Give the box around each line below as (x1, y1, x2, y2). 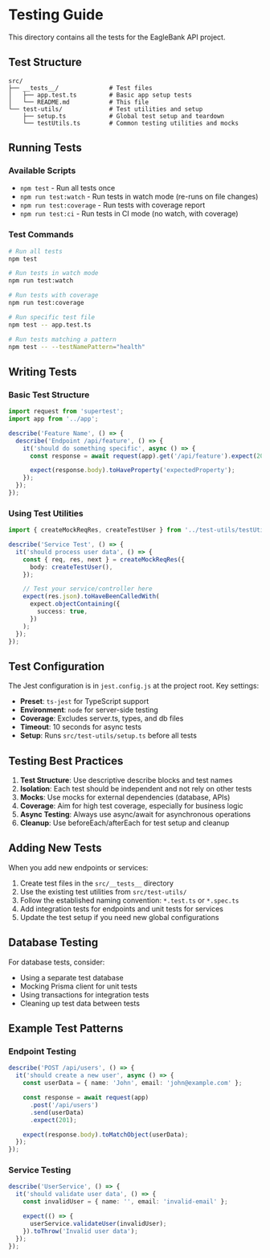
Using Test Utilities (8, 508, 84, 519)
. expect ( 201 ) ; (29, 1116, 78, 1124)
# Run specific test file (8, 313, 95, 321)
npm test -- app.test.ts (8, 320, 92, 329)
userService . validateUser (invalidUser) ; (29, 1219, 167, 1227)
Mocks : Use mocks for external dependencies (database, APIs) (19, 792, 231, 802)
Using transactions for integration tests (19, 989, 149, 999)
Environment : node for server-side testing (19, 705, 158, 715)
